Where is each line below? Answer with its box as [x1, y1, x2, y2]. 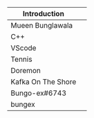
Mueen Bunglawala [10, 21, 73, 30]
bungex [10, 100, 36, 109]
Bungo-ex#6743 [10, 88, 67, 98]
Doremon [10, 66, 41, 75]
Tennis [10, 55, 32, 64]
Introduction [22, 9, 64, 18]
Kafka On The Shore [10, 77, 77, 86]
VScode [10, 43, 37, 53]
